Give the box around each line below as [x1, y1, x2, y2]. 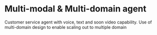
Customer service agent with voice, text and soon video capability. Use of [4, 19, 152, 25]
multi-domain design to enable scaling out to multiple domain [4, 24, 127, 30]
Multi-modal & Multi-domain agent [4, 3, 146, 14]
